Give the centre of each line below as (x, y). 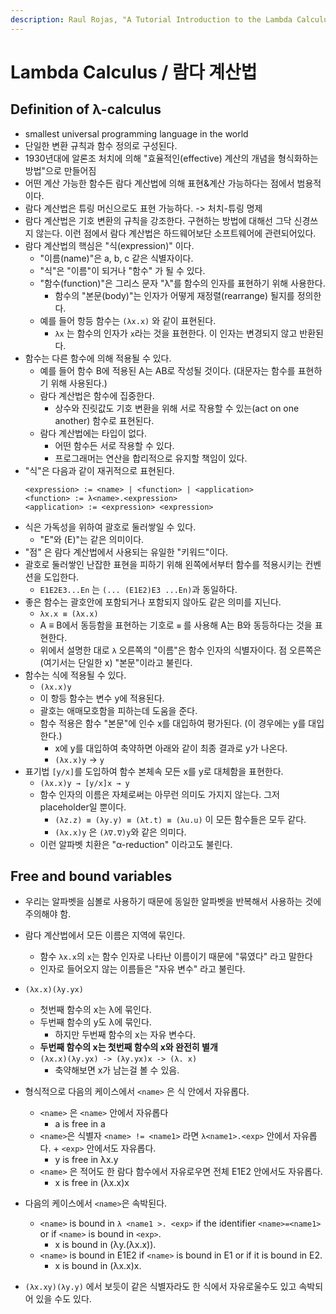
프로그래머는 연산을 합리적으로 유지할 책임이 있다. (151, 458)
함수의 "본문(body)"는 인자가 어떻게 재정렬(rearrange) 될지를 (174, 295)
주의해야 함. (48, 914)
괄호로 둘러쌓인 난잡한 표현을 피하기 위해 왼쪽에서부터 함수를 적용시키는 (163, 564)
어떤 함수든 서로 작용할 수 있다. (114, 445)
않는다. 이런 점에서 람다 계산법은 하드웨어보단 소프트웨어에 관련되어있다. (176, 233)
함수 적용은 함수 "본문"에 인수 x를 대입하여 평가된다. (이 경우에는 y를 (173, 723)
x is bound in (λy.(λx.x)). (105, 1245)
